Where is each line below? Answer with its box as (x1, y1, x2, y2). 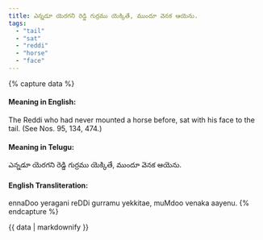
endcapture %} (8, 207, 59, 217)
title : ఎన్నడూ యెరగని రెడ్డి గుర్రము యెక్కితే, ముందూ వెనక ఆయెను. (8, 11, 198, 20)
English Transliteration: (8, 180, 89, 190)
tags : (8, 19, 27, 27)
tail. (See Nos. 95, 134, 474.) (8, 124, 102, 134)
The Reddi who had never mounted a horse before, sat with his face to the (8, 115, 256, 125)
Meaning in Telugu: (8, 142, 75, 151)
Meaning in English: (8, 97, 77, 107)
